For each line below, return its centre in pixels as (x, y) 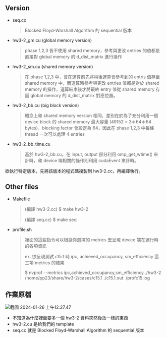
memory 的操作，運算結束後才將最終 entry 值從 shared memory (89, 89)
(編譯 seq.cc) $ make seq (51, 220)
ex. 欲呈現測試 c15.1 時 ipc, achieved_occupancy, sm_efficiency (89, 256)
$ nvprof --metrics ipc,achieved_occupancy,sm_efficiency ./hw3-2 (93, 273)
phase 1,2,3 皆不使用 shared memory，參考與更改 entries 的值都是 (92, 50)
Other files (22, 187)
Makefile (21, 199)
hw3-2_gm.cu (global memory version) (52, 40)
